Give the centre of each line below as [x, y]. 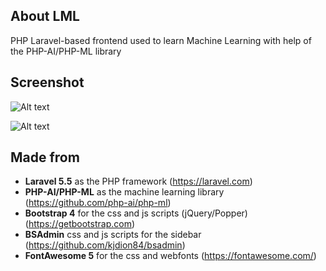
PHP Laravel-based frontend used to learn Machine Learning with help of [161, 40]
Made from [45, 157]
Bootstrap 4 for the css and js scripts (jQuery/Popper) [136, 213]
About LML [45, 16]
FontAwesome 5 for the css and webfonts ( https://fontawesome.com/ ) [170, 256]
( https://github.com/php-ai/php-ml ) [98, 203]
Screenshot [47, 82]
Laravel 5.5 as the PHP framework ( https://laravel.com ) [138, 181]
